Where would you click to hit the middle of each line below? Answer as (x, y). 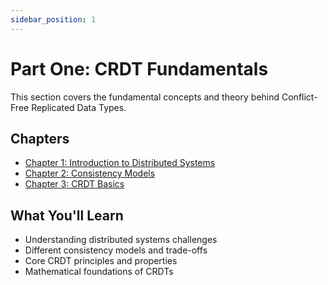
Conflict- (299, 97)
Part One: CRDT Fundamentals (139, 68)
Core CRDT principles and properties (101, 261)
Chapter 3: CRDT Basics (74, 184)
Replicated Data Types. (79, 107)
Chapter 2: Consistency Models (90, 173)
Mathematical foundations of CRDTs (99, 272)
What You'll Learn (67, 215)
